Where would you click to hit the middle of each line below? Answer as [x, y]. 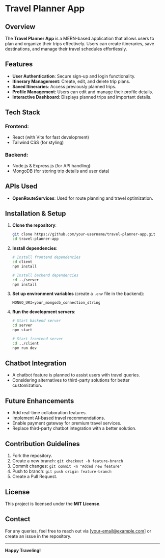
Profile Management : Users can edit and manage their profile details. [83, 92]
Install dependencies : [35, 248]
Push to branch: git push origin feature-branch [62, 471]
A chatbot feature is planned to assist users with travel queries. [76, 375]
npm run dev [24, 348]
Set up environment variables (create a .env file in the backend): [78, 294]
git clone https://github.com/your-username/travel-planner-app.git [84, 234]
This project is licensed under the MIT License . [53, 504]
